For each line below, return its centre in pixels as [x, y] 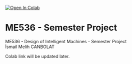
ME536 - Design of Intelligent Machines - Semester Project [66, 41]
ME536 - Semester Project [61, 28]
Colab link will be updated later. [37, 56]
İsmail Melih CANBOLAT [30, 47]
